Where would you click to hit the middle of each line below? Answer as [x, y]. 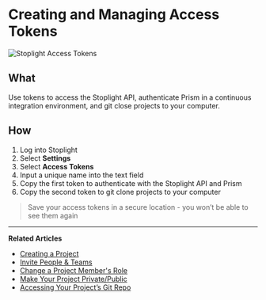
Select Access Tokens [57, 166]
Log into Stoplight [48, 150]
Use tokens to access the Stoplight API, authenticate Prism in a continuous [130, 97]
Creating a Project [49, 253]
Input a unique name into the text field [82, 175]
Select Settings [45, 158]
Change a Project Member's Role [74, 270]
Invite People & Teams [56, 262]
